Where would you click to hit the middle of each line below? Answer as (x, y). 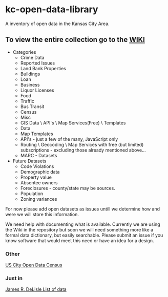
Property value (36, 177)
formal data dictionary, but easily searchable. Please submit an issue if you (84, 235)
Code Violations (37, 166)
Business (30, 84)
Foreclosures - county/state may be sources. (68, 188)
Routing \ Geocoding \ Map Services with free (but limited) (82, 144)
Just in (14, 278)
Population (32, 194)
